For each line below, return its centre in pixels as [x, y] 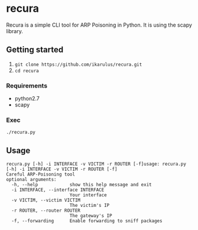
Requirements [27, 86]
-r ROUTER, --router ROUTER [46, 211]
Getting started [35, 50]
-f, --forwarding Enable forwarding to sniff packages [87, 221]
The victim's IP [90, 206]
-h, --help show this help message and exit [82, 185]
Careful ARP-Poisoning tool [41, 174]
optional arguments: [32, 180]
